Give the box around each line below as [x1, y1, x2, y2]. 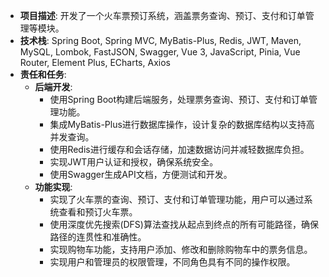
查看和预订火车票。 [58, 206, 138, 218]
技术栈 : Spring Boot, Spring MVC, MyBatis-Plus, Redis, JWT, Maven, [19, 35, 302, 46]
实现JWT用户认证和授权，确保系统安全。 [49, 156, 219, 168]
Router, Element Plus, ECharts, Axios [19, 57, 171, 68]
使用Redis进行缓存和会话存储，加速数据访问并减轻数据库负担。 [49, 144, 310, 155]
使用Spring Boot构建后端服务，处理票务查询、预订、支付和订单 [49, 94, 310, 105]
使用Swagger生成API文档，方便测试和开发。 [49, 169, 233, 180]
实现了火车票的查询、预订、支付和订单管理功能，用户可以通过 [49, 194, 305, 205]
